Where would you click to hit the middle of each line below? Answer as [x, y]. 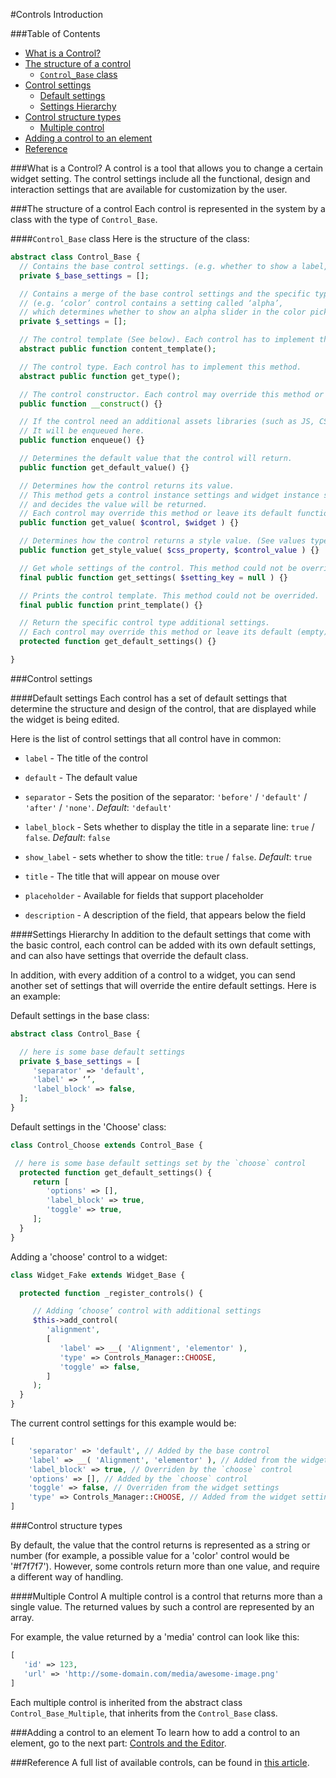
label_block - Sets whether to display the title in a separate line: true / [169, 826]
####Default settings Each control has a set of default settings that [149, 698]
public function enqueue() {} [82, 440]
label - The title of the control [86, 758]
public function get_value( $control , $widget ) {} [129, 523]
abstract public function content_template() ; [118, 349]
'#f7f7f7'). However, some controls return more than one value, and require [165, 1566]
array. [22, 1617]
